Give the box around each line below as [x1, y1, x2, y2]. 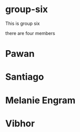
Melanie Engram [5, 94, 75, 106]
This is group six [5, 20, 40, 26]
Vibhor [5, 118, 35, 129]
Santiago [5, 71, 44, 83]
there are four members [5, 30, 55, 36]
